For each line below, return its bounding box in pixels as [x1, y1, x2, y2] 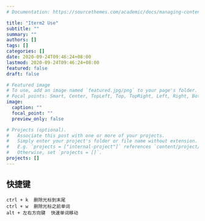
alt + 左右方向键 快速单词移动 [6, 209, 79, 216]
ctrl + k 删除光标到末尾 [6, 197, 66, 203]
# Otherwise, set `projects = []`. [6, 150, 103, 156]
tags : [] [6, 43, 29, 49]
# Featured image [6, 82, 51, 88]
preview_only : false [12, 116, 64, 122]
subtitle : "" [6, 26, 40, 32]
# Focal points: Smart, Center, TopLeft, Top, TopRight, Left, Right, [6, 93, 190, 99]
